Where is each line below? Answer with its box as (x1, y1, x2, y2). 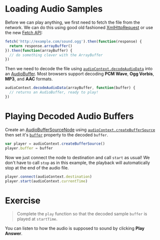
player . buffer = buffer (5, 146, 53, 150)
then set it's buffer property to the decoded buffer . (5, 132, 108, 137)
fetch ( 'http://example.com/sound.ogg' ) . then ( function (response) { (5, 39, 142, 44)
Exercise (5, 195, 41, 206)
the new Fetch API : (5, 30, 43, 35)
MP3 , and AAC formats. (5, 76, 53, 82)
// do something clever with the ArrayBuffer (9, 52, 103, 58)
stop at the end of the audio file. (5, 165, 69, 170)
